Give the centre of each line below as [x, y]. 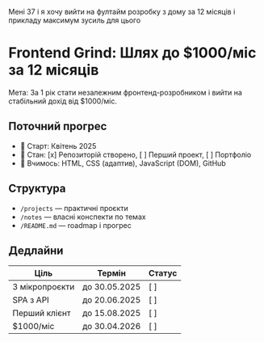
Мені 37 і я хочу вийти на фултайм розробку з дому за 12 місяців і [122, 12]
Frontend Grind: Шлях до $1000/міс [132, 53]
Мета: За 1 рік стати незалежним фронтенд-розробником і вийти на [125, 92]
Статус [163, 273]
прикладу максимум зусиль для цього [75, 20]
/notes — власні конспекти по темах [83, 217]
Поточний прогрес [58, 127]
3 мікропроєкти [44, 287]
